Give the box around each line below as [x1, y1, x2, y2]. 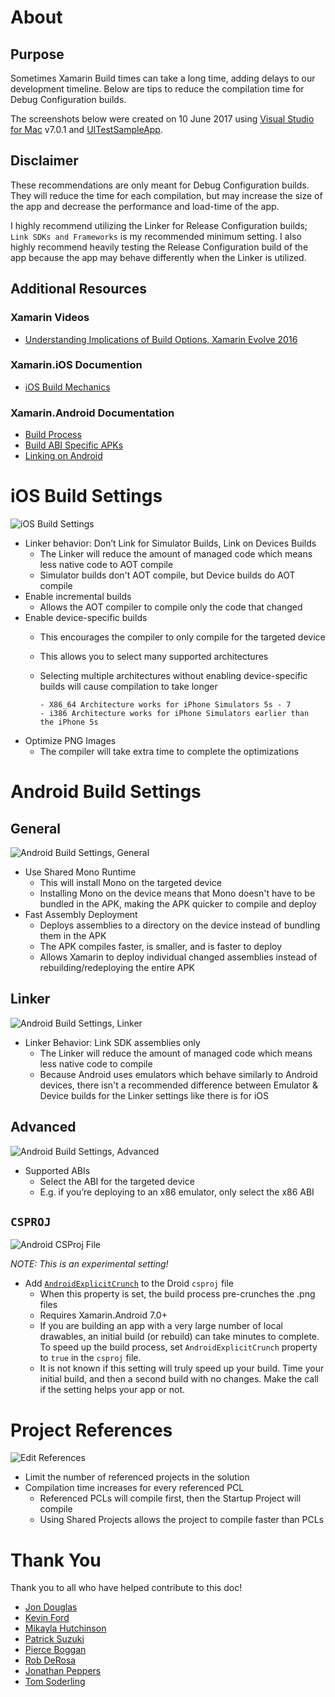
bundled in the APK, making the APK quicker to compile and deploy [39, 898, 317, 910]
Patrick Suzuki [24, 1633, 85, 1645]
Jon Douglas [24, 1601, 78, 1613]
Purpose [10, 46, 65, 63]
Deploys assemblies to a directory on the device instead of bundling [39, 919, 321, 931]
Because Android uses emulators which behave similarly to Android [39, 1068, 318, 1080]
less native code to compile [39, 1057, 153, 1070]
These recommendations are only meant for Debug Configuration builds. [10, 179, 310, 191]
